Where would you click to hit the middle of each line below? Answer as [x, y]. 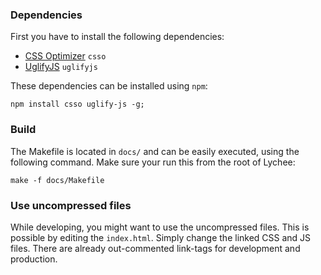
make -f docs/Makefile [57, 180]
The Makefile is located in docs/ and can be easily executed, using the [155, 151]
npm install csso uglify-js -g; [77, 104]
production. [34, 259]
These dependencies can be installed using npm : [109, 86]
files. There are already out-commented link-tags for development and [155, 248]
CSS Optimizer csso [65, 56]
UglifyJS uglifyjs [61, 67]
